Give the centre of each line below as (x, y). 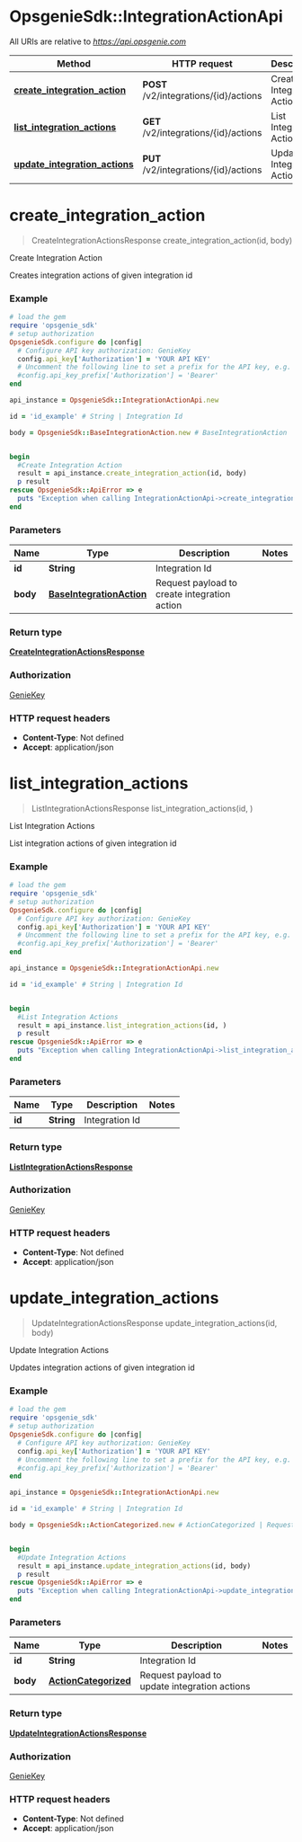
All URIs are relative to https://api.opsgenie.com (98, 41)
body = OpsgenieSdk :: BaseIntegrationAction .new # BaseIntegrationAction (148, 432)
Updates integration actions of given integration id (102, 1367)
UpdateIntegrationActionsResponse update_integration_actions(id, (154, 1323)
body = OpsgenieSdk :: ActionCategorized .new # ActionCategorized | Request (152, 1526)
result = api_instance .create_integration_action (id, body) (132, 474)
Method (74, 63)
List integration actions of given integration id (93, 843)
